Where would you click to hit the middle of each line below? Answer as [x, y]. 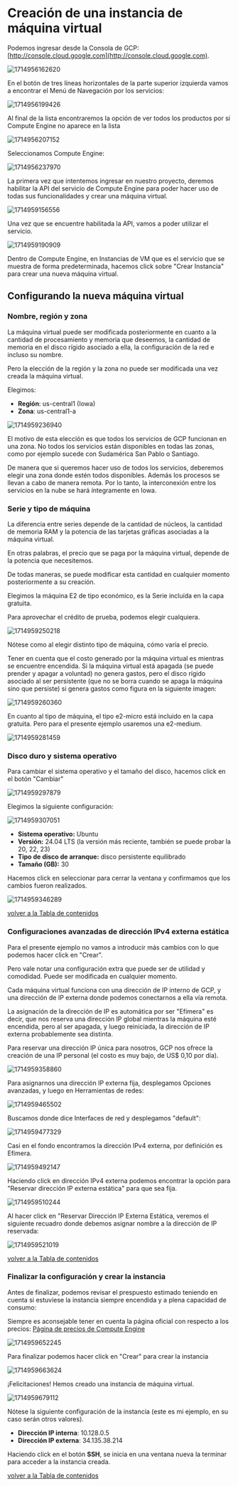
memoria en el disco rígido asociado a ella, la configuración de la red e [111, 347]
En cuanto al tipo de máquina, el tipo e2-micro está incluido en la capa [110, 716]
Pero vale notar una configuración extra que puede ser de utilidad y [106, 968]
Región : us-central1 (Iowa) [56, 403]
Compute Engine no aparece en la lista [64, 125]
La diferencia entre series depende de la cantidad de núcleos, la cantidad [115, 524]
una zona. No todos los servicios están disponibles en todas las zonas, [111, 446]
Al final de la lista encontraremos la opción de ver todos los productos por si [119, 118]
